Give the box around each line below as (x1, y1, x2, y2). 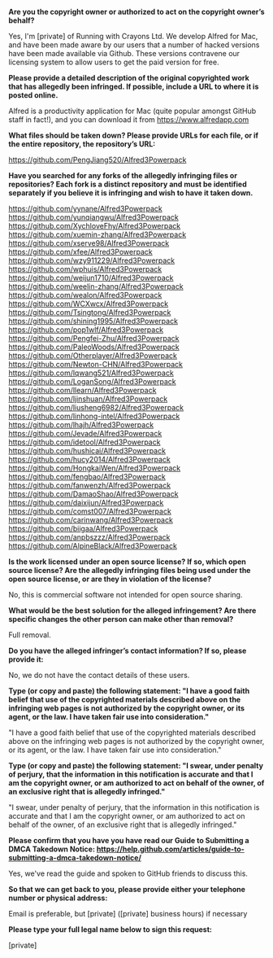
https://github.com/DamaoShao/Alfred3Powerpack (8, 489, 179, 499)
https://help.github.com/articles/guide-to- (96, 844, 245, 854)
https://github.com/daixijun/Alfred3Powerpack (8, 498, 164, 507)
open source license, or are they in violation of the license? (8, 574, 212, 584)
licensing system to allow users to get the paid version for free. (8, 57, 219, 67)
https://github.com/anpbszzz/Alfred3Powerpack (8, 532, 171, 542)
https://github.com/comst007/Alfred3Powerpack (8, 506, 172, 516)
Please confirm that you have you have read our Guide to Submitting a (8, 836, 249, 845)
